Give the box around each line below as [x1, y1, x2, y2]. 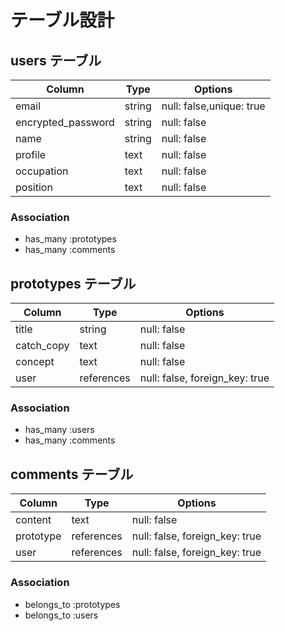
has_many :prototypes [24, 233, 117, 245]
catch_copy [15, 339, 70, 353]
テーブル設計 [10, 9, 115, 32]
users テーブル [10, 52, 102, 69]
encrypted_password [15, 116, 115, 129]
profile [15, 148, 47, 161]
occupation [15, 164, 69, 178]
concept [15, 355, 55, 369]
